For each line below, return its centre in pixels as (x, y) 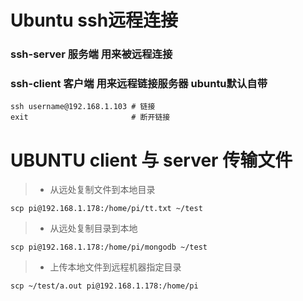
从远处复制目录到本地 (93, 228)
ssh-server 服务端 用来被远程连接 (91, 54)
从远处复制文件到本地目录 (102, 190)
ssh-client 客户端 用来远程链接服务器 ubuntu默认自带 (139, 84)
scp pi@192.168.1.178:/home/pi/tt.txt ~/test (106, 209)
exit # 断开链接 (90, 117)
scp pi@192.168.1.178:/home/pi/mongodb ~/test (109, 247)
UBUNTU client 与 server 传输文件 (151, 160)
